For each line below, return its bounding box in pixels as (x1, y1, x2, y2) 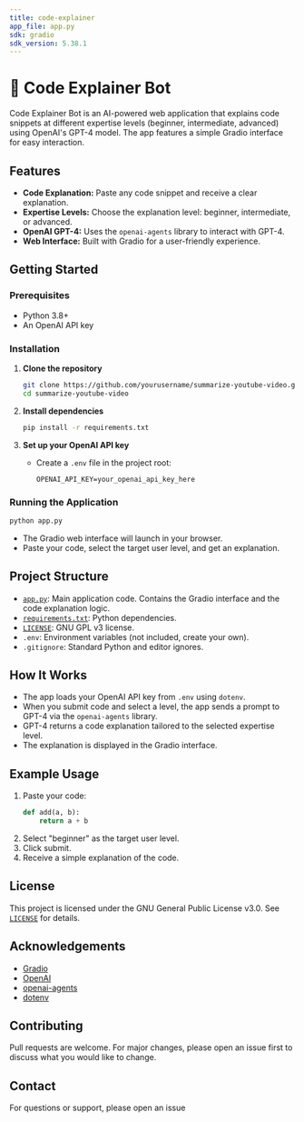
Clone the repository (22, 363, 103, 374)
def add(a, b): (22, 808, 81, 817)
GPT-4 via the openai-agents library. (22, 711, 158, 722)
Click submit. (22, 842, 72, 853)
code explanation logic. (22, 602, 111, 614)
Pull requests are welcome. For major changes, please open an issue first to (9, 1042, 293, 1053)
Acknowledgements (9, 938, 126, 955)
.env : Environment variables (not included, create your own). (22, 631, 250, 642)
